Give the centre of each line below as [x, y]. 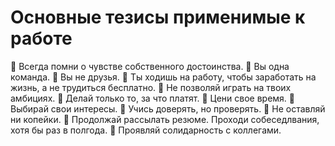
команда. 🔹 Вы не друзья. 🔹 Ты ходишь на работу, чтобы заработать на [163, 77]
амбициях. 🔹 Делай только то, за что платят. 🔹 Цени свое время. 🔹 [152, 98]
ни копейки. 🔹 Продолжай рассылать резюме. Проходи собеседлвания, [165, 119]
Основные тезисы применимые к [158, 17]
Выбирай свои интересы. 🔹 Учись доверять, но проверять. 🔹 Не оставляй [168, 108]
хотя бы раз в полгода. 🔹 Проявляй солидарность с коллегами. [146, 130]
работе [41, 38]
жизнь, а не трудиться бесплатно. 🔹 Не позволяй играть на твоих [151, 87]
